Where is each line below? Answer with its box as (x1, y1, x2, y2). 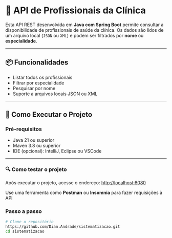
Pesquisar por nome (12, 85, 56, 91)
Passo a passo (5, 207, 42, 214)
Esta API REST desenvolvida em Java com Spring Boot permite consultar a (5, 21, 164, 28)
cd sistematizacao (5, 229, 45, 234)
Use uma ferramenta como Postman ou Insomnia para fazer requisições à (5, 189, 163, 196)
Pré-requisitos (5, 125, 42, 133)
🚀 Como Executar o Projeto (5, 110, 93, 119)
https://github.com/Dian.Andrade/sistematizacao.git (5, 224, 120, 229)
